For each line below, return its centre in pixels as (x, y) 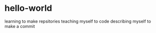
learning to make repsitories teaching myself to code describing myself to (78, 21)
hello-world (28, 8)
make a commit (20, 26)
